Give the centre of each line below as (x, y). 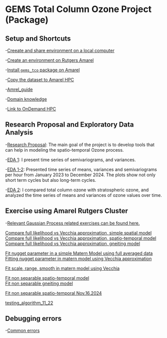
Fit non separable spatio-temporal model (47, 278)
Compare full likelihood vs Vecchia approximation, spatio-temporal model (81, 238)
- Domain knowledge (26, 99)
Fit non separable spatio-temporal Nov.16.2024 (53, 293)
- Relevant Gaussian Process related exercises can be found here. (72, 223)
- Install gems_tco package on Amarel (42, 70)
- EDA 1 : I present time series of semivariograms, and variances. (70, 160)
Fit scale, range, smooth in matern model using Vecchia (62, 268)
